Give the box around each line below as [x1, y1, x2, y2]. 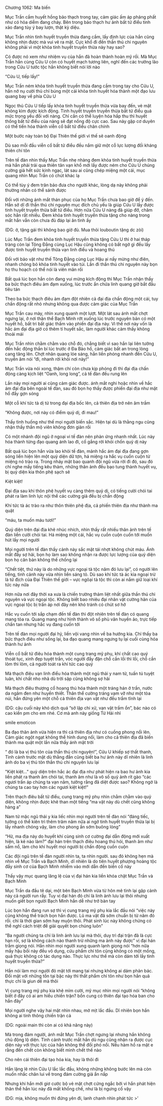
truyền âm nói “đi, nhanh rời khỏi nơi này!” [5, 356, 89, 362]
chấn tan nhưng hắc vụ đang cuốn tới [5, 622, 80, 627]
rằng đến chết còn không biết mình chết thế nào [5, 1047, 102, 1053]
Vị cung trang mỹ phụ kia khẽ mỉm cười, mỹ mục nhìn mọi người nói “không [5, 988, 155, 993]
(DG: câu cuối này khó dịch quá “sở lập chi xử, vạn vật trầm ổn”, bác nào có [5, 705, 157, 711]
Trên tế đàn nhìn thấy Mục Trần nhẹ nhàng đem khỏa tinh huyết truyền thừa [5, 157, 157, 163]
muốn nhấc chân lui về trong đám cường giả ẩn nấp [5, 1071, 108, 1077]
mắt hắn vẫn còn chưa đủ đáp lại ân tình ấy [5, 218, 91, 223]
